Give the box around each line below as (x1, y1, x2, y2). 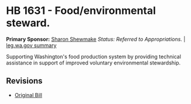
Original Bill (14, 91, 43, 98)
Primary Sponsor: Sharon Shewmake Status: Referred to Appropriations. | (6, 35, 186, 42)
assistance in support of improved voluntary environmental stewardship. (6, 59, 181, 66)
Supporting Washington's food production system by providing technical (6, 53, 182, 60)
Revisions (6, 76, 43, 86)
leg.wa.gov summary (6, 42, 57, 49)
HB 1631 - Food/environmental (6, 4, 156, 17)
